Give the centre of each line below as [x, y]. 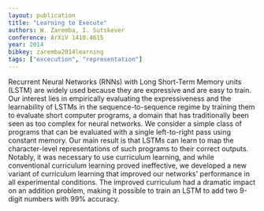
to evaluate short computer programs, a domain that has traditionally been [129, 115]
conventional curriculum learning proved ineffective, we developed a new [127, 165]
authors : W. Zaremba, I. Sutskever [67, 30]
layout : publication [42, 15]
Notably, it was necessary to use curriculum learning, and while [111, 157]
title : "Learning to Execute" [58, 23]
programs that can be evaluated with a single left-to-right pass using [119, 131]
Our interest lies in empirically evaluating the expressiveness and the [120, 98]
